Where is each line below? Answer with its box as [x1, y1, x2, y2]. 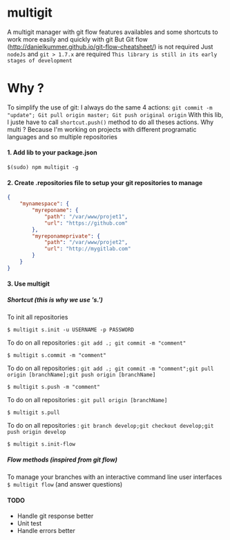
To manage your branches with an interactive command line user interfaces [7, 473, 222, 481]
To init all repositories [7, 313, 68, 322]
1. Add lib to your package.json [7, 148, 98, 157]
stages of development [7, 57, 73, 64]
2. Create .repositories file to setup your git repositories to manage [7, 178, 203, 186]
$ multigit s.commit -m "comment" [7, 352, 107, 359]
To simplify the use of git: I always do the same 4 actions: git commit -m [7, 103, 213, 112]
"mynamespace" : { [19, 200, 70, 207]
